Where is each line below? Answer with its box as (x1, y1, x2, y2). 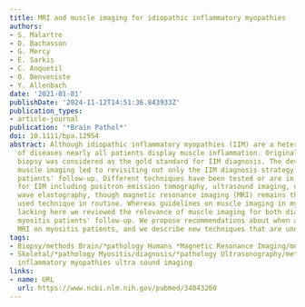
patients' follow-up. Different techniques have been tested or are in (17, 173, 295, 183)
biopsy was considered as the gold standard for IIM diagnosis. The (17, 156, 282, 166)
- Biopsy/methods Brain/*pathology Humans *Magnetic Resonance (9, 242, 254, 251)
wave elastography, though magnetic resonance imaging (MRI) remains (17, 191, 286, 200)
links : (9, 267, 34, 276)
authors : (9, 22, 43, 31)
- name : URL (9, 275, 54, 284)
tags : (9, 233, 30, 242)
